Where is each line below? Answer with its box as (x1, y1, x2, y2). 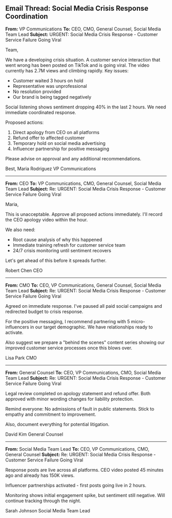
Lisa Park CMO (5, 355, 37, 361)
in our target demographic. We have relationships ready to (30, 324, 153, 330)
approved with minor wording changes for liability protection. (5, 396, 134, 402)
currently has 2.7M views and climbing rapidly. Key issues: (5, 67, 129, 73)
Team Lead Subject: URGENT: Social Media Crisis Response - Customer (5, 31, 158, 38)
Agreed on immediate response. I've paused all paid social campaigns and (5, 303, 162, 309)
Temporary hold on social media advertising (12, 140, 106, 146)
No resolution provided (12, 88, 61, 95)
